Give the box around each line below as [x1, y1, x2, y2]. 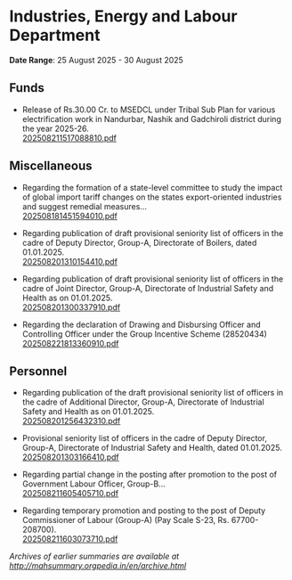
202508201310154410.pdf [21, 256, 118, 266]
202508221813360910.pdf [21, 338, 119, 348]
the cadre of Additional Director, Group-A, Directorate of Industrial [21, 396, 264, 407]
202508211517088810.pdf [21, 132, 118, 143]
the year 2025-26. [21, 123, 89, 134]
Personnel [9, 364, 68, 379]
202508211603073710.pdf [21, 534, 118, 544]
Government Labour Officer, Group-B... [21, 478, 166, 489]
